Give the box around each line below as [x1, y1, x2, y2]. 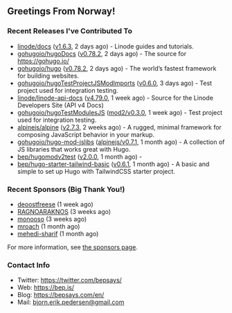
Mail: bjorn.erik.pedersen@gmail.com [17, 298, 125, 307]
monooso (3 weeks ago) [17, 215, 87, 223]
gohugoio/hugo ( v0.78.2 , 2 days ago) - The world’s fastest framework [17, 64, 217, 72]
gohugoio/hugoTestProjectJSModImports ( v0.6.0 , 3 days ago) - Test [17, 79, 213, 87]
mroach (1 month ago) [17, 222, 80, 231]
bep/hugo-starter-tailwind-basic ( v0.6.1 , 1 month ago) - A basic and [17, 159, 210, 168]
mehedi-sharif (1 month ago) [17, 229, 99, 238]
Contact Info [7, 260, 51, 269]
